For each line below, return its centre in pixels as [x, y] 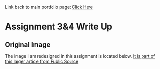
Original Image [28, 44]
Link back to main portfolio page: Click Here [49, 7]
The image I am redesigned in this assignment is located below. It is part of [80, 56]
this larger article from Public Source [42, 61]
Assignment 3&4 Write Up [59, 27]
